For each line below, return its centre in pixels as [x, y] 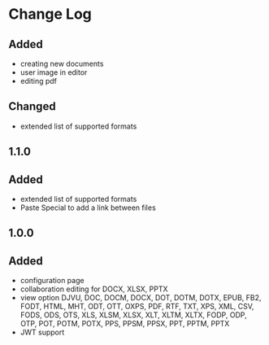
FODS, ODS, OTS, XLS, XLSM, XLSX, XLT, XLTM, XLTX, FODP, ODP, [133, 315]
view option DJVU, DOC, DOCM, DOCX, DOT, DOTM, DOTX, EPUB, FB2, [141, 298]
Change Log [50, 14]
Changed [32, 107]
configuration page [52, 281]
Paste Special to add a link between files [88, 207]
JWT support [42, 332]
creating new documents [62, 63]
